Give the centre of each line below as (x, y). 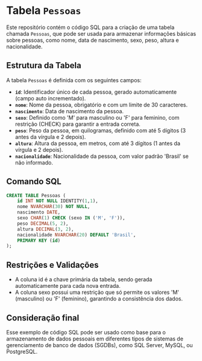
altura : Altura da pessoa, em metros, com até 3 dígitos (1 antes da (98, 143)
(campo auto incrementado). (50, 98)
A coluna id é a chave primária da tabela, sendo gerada (84, 279)
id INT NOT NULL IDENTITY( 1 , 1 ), (58, 201)
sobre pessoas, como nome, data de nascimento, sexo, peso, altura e (93, 40)
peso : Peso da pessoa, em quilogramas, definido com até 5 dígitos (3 (100, 130)
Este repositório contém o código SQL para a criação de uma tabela (90, 27)
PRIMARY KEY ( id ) (39, 240)
